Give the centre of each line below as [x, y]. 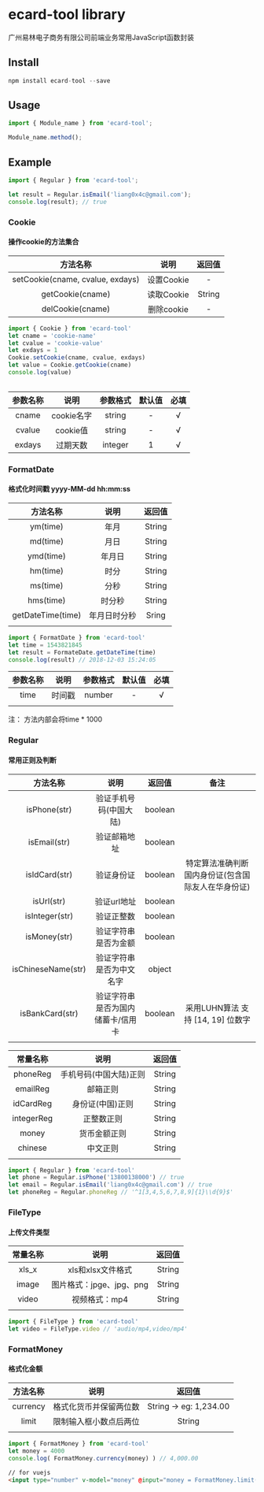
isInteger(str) [49, 915]
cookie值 [72, 430]
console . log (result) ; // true [58, 202]
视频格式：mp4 [100, 1300]
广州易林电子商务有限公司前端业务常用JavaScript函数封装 [101, 37]
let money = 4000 [37, 1451]
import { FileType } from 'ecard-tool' [73, 1322]
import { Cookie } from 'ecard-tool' [70, 328]
